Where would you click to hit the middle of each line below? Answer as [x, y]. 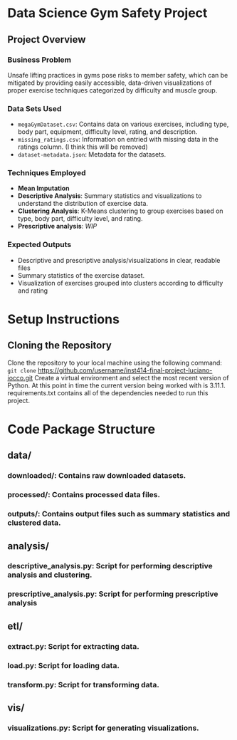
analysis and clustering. [50, 575]
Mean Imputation [43, 188]
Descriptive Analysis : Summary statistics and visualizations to [110, 196]
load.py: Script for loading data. [63, 665]
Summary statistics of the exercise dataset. [81, 275]
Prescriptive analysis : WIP [57, 226]
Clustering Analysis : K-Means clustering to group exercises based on [120, 211]
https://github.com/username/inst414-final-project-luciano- [125, 370]
